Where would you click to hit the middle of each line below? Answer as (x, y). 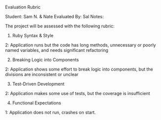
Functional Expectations (37, 103)
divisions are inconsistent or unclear (42, 74)
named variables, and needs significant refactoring (57, 50)
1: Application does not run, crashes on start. (50, 112)
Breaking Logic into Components (46, 60)
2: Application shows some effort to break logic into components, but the (79, 69)
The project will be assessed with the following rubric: (60, 26)
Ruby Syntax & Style (33, 36)
